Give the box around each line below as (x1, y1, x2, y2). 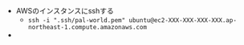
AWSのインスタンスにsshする (15, 6, 114, 15)
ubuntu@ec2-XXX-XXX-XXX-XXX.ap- (128, 17, 237, 24)
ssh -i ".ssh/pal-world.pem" (27, 17, 126, 24)
